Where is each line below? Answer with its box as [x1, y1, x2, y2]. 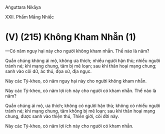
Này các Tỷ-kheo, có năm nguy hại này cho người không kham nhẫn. [5, 77, 147, 84]
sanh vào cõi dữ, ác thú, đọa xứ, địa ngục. [5, 68, 92, 74]
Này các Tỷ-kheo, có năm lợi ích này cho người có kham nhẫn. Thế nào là [5, 87, 156, 93]
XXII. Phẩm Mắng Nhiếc [5, 14, 54, 19]
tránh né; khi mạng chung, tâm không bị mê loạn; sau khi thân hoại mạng [5, 107, 155, 114]
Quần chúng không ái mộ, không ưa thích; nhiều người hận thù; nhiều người [5, 57, 160, 63]
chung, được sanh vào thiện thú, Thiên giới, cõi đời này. [5, 113, 119, 119]
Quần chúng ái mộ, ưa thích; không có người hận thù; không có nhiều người [5, 102, 160, 108]
